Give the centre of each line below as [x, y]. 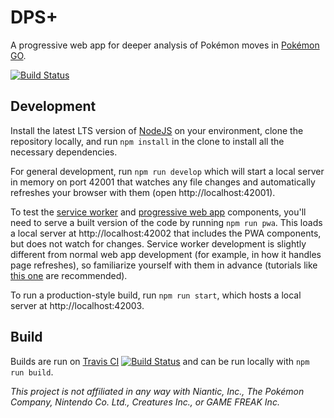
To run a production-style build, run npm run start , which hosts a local [156, 295]
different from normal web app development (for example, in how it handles [166, 254]
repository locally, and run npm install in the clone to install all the [147, 141]
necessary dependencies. [64, 152]
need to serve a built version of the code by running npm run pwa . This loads [166, 222]
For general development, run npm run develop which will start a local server [167, 171]
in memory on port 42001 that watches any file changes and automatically [163, 182]
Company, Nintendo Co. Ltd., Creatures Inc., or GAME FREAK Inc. [145, 402]
